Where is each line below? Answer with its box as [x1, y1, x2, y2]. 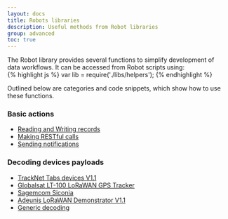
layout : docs [7, 10, 46, 18]
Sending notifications [17, 140, 79, 148]
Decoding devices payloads [7, 157, 104, 167]
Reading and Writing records [17, 125, 100, 133]
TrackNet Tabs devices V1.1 [17, 173, 97, 182]
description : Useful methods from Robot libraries [7, 23, 159, 30]
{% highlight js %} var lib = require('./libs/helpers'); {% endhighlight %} [7, 71, 213, 79]
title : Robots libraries [7, 17, 80, 24]
